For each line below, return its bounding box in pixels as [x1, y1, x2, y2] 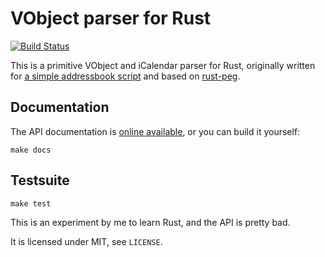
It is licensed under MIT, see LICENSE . [10, 235, 163, 247]
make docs [10, 145, 52, 155]
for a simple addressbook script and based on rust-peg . [10, 70, 241, 82]
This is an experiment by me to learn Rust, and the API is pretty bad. [10, 216, 291, 228]
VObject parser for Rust [10, 7, 212, 30]
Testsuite [10, 172, 70, 189]
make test [10, 198, 52, 209]
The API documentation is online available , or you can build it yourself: [10, 125, 301, 137]
